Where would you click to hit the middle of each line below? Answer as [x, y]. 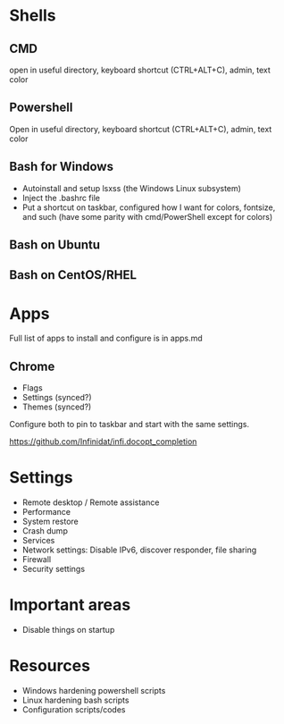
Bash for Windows [62, 167]
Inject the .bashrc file [61, 198]
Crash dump [45, 531]
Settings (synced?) [57, 398]
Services [38, 541]
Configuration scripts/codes [74, 709]
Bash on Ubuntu [55, 245]
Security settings [54, 569]
